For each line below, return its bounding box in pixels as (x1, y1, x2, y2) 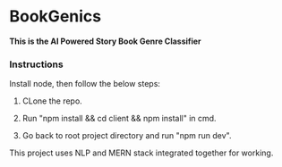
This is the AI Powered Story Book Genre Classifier (9, 36, 201, 46)
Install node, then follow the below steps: (9, 79, 161, 89)
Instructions (9, 58, 64, 71)
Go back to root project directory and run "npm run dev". (21, 130, 232, 141)
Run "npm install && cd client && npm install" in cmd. (21, 113, 217, 124)
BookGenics (9, 6, 101, 27)
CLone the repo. (21, 96, 82, 106)
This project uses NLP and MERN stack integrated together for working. (9, 147, 274, 158)
